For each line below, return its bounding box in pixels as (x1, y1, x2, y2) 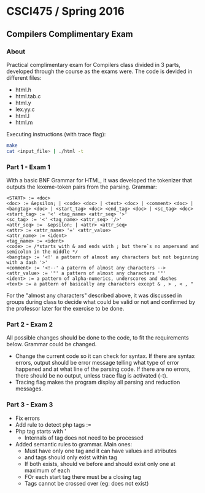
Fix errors (15, 414, 40, 422)
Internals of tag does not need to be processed (24, 434, 144, 441)
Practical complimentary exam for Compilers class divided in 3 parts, (6, 61, 181, 68)
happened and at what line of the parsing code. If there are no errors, (15, 365, 191, 373)
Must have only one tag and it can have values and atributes (24, 447, 177, 454)
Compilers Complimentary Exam (6, 29, 133, 39)
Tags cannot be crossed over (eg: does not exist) (24, 479, 149, 487)
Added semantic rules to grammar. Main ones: (15, 440, 133, 448)
